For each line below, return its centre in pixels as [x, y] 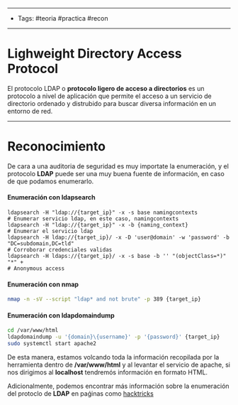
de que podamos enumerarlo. [51, 181]
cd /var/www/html [33, 330]
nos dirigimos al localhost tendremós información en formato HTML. [107, 372]
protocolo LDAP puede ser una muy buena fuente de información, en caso [116, 173]
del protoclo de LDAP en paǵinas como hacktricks [80, 393]
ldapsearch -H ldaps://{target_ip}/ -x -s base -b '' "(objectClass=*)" [117, 256]
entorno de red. [30, 111]
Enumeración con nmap [43, 284]
